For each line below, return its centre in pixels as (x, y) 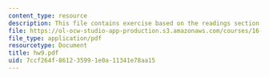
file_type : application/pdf (55, 38)
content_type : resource (48, 16)
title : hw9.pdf (34, 53)
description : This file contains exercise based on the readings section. (136, 23)
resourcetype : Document (48, 46)
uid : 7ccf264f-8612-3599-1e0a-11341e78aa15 (82, 61)
